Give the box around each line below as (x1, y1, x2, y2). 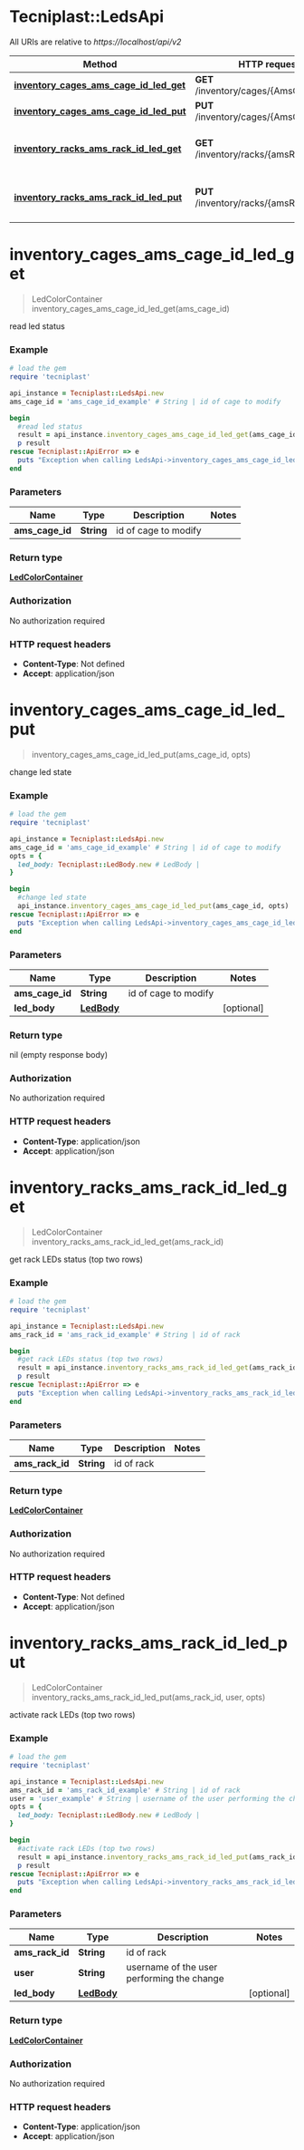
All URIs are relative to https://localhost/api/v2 (9, 36, 182, 47)
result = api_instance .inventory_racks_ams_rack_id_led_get (17, 1363, 249, 1372)
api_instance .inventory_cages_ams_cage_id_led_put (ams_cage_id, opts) (17, 902, 290, 911)
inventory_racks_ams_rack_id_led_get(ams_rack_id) (31, 1235, 224, 1247)
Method (82, 57, 118, 70)
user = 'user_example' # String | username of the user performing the (9, 1794, 285, 1803)
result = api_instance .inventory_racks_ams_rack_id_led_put (17, 1852, 249, 1862)
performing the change (126, 1972, 224, 1985)
